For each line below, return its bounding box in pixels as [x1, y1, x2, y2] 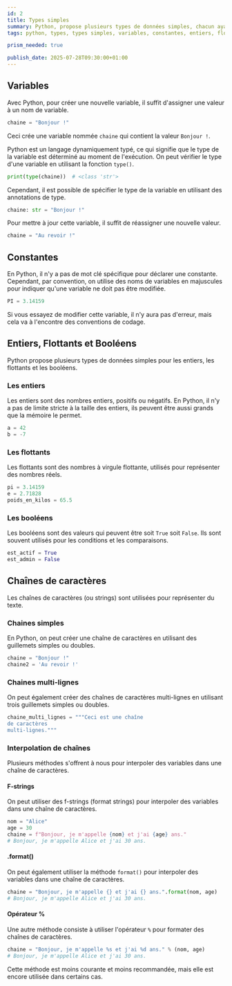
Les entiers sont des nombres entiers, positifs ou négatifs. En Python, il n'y [7, 396, 220, 405]
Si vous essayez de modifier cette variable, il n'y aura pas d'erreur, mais [7, 311, 212, 318]
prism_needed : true [7, 42, 64, 49]
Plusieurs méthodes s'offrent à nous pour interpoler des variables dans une [7, 758, 222, 767]
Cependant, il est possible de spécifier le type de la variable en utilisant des [7, 185, 222, 194]
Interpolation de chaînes [7, 743, 91, 753]
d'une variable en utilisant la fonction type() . [7, 160, 135, 168]
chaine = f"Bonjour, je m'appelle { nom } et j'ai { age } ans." [7, 831, 187, 838]
